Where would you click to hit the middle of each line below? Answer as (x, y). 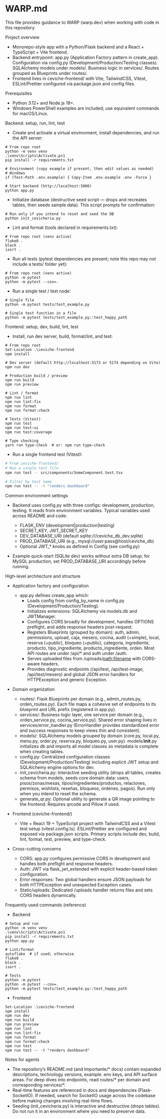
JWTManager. (42, 617)
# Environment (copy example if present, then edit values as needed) (80, 169)
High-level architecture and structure (43, 576)
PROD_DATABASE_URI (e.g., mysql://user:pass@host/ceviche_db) (87, 541)
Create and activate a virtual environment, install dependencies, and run (86, 132)
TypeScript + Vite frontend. (40, 52)
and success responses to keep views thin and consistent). (80, 731)
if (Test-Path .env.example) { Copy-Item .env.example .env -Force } (79, 177)
